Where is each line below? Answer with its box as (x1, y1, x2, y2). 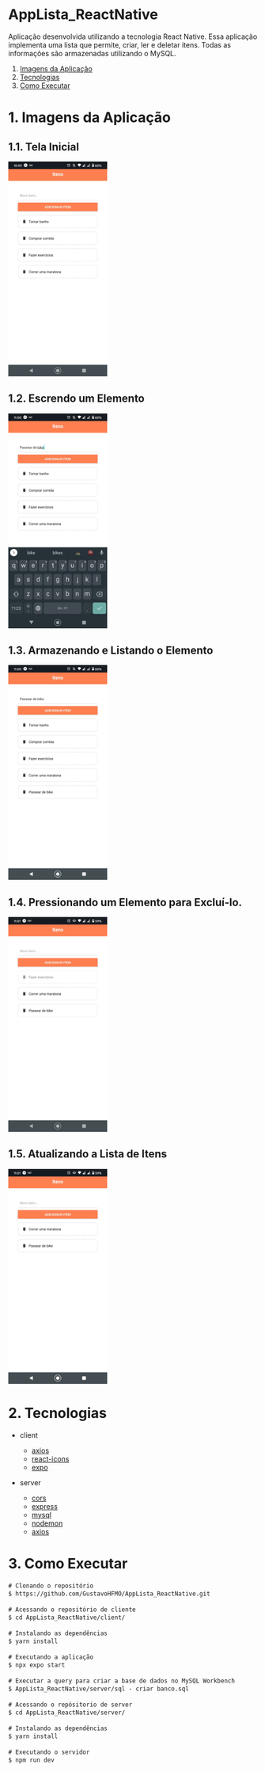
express (31, 1501, 58, 1511)
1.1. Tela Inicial (8, 140, 79, 154)
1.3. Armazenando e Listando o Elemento (8, 643, 214, 657)
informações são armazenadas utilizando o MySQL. (8, 48, 176, 58)
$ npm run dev (8, 1756, 55, 1764)
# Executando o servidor (8, 1748, 90, 1756)
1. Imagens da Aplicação (8, 109, 172, 127)
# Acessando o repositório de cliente (8, 1606, 136, 1614)
